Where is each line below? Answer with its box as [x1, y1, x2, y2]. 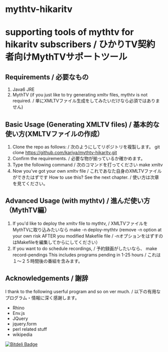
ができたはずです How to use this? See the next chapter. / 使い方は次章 [12, 174, 159, 180]
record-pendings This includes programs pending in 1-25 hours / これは [12, 252, 161, 258]
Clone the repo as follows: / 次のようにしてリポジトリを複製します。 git [12, 144, 160, 150]
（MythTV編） [5, 206, 51, 214]
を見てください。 [12, 181, 48, 186]
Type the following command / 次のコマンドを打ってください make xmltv [12, 162, 163, 168]
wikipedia [12, 331, 33, 337]
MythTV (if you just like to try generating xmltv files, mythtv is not [12, 92, 148, 98]
